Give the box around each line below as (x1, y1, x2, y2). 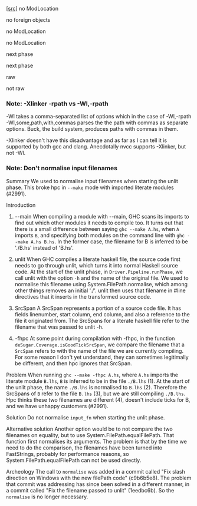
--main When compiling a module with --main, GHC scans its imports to (14, 213, 189, 220)
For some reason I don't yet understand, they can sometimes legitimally (14, 353, 189, 361)
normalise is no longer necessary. (6, 493, 88, 500)
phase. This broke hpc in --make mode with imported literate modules (6, 184, 174, 191)
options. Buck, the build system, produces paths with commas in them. (6, 125, 179, 133)
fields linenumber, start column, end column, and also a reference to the (14, 310, 190, 318)
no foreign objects (6, 16, 51, 23)
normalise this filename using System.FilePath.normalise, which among (14, 280, 188, 287)
